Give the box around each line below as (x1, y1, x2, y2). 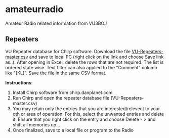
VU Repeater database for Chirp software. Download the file (5, 48, 131, 54)
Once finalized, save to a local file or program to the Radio (12, 127, 134, 133)
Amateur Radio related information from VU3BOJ (5, 20, 107, 26)
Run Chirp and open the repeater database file (12, 95, 110, 101)
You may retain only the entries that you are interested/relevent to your (12, 105, 160, 112)
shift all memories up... (12, 121, 60, 127)
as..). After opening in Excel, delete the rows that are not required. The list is (5, 59, 164, 65)
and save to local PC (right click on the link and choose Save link (29, 54, 164, 60)
